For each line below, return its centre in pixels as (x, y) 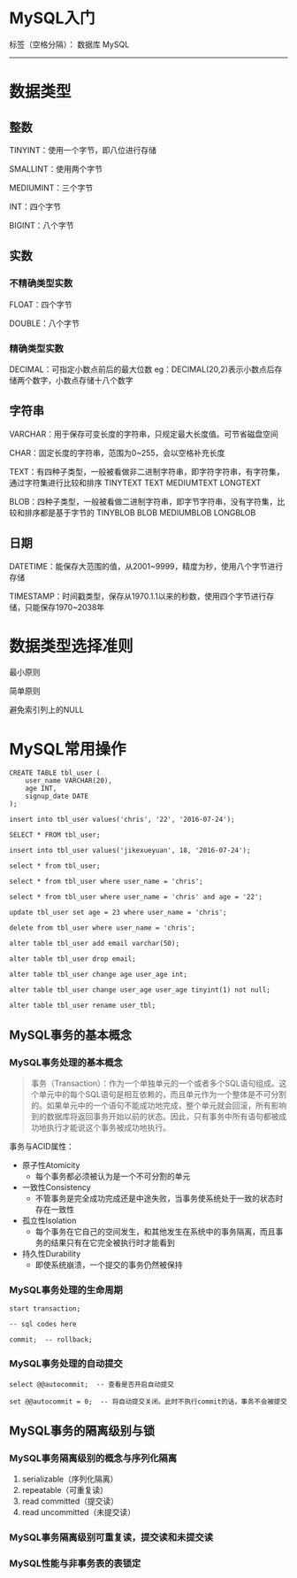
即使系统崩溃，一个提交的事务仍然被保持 (109, 1265)
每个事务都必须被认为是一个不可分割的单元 (113, 1176)
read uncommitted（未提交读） (79, 1512)
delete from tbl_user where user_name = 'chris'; (103, 928)
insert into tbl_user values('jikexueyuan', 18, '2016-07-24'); (130, 851)
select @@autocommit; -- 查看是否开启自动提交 (91, 1384)
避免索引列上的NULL (46, 710)
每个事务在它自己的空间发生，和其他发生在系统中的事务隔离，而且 (155, 1232)
